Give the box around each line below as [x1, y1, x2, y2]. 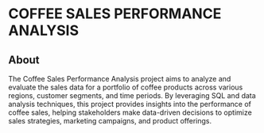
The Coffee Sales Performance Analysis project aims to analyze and [8, 74, 231, 83]
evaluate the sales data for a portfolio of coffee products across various [8, 82, 243, 92]
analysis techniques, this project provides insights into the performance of [8, 100, 252, 108]
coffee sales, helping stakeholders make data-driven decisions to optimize [8, 108, 252, 117]
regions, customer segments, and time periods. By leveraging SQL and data [8, 91, 256, 100]
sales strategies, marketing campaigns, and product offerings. [8, 116, 212, 125]
